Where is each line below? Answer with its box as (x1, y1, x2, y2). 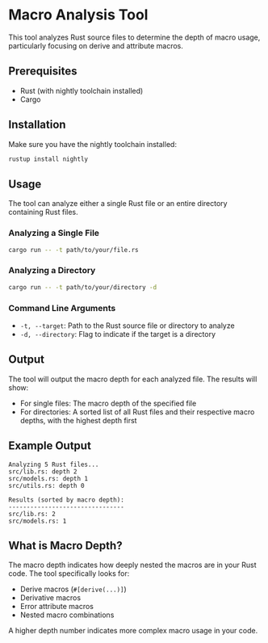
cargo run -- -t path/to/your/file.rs (8, 246, 139, 254)
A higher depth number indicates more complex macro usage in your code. (8, 626, 258, 636)
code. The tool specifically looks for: (8, 569, 130, 578)
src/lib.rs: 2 (8, 510, 57, 518)
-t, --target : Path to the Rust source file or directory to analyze (19, 321, 236, 330)
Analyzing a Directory (8, 265, 96, 276)
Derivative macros (19, 593, 82, 603)
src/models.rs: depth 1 (8, 474, 89, 482)
